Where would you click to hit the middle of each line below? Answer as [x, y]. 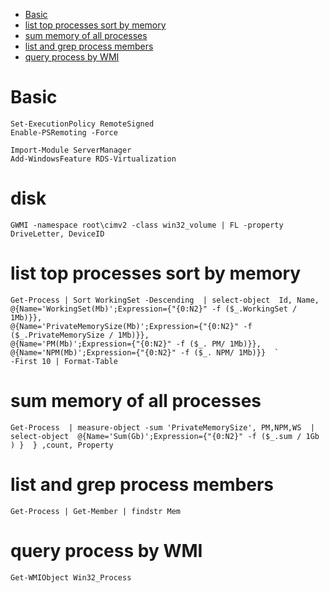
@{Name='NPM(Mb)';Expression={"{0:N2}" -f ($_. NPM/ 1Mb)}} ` [145, 352]
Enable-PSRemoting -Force [64, 132]
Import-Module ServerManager [71, 150]
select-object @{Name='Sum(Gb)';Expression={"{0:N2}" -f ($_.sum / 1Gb [165, 436]
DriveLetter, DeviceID [57, 234]
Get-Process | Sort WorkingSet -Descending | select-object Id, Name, [165, 300]
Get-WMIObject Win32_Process [71, 577]
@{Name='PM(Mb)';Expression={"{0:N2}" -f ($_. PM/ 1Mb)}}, [136, 344]
